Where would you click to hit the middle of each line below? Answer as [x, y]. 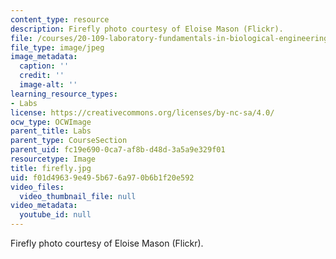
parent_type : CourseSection [69, 141]
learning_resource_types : [64, 94]
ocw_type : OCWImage [51, 122]
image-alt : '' [48, 85]
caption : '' [44, 66]
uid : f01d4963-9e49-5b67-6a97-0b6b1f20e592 [102, 177]
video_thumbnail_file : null [78, 196]
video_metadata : [44, 206]
